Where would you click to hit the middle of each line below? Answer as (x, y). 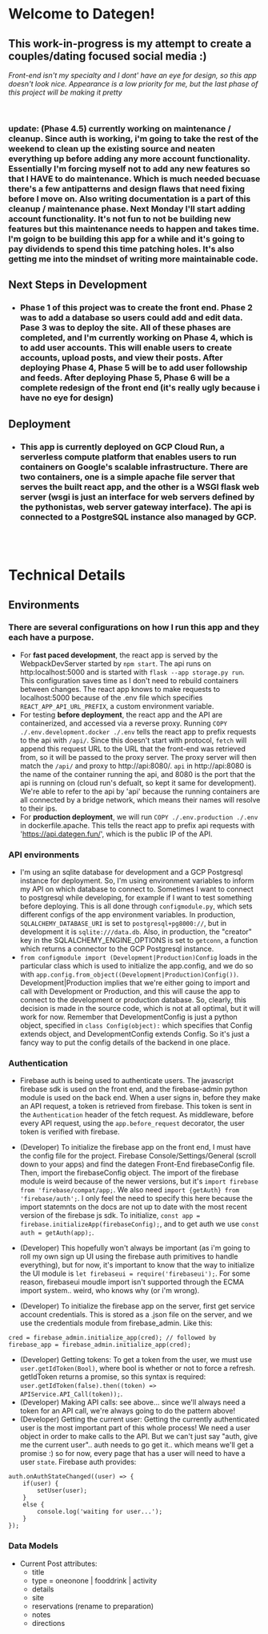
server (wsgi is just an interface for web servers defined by (137, 496)
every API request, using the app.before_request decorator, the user (132, 1123)
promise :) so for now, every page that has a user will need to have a (132, 1454)
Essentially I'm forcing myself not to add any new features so (129, 168)
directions (48, 1623)
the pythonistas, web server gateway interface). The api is (136, 507)
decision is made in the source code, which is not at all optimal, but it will (140, 1009)
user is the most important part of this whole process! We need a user (135, 1428)
